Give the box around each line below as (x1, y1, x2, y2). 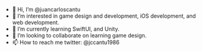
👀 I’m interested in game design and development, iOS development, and (12, 12, 196, 20)
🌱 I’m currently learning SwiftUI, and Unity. (12, 25, 119, 32)
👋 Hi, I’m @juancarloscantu (12, 6, 81, 13)
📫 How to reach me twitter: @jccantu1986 (12, 39, 120, 46)
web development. (12, 19, 59, 26)
